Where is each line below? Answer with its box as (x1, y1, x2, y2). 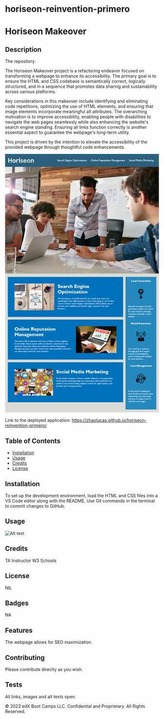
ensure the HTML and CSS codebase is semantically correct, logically (5, 78, 145, 84)
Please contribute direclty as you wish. (5, 666, 83, 672)
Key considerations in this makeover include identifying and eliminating (5, 98, 148, 104)
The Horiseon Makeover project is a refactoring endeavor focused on (5, 68, 144, 74)
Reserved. (5, 708, 26, 714)
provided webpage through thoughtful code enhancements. (5, 144, 125, 150)
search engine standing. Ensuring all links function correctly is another (5, 124, 147, 130)
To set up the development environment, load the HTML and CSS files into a (5, 493, 158, 499)
